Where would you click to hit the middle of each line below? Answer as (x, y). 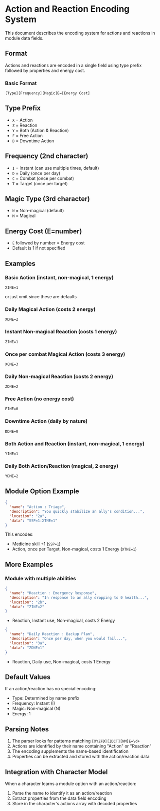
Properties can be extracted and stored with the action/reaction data (81, 757)
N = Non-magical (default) (38, 211)
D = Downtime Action (33, 141)
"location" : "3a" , (28, 643)
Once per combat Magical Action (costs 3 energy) (65, 354)
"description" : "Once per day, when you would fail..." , (68, 639)
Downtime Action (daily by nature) (46, 421)
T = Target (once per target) (40, 183)
